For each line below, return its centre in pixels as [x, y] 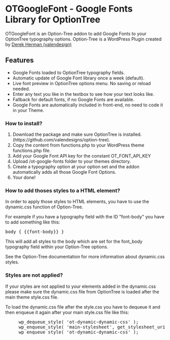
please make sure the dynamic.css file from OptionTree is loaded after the [82, 291]
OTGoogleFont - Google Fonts [69, 9]
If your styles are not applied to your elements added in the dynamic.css [80, 286]
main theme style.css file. [32, 297]
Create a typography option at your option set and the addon [76, 167]
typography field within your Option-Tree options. [57, 247]
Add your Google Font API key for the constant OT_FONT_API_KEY [82, 156]
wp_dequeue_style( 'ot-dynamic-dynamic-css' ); [79, 322]
